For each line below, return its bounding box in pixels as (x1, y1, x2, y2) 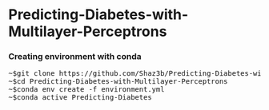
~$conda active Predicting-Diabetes (8, 93, 152, 102)
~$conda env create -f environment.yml (8, 85, 165, 94)
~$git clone (8, 69, 55, 78)
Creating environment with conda (8, 51, 142, 62)
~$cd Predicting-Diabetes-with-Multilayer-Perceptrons (8, 77, 228, 86)
